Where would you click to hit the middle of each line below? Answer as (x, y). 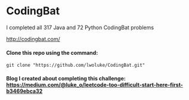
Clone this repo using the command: (52, 52)
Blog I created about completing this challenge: (66, 78)
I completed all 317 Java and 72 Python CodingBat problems (80, 27)
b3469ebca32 (24, 91)
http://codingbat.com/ (33, 39)
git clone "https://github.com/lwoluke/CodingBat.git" (76, 65)
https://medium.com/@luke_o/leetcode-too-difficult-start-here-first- (95, 85)
